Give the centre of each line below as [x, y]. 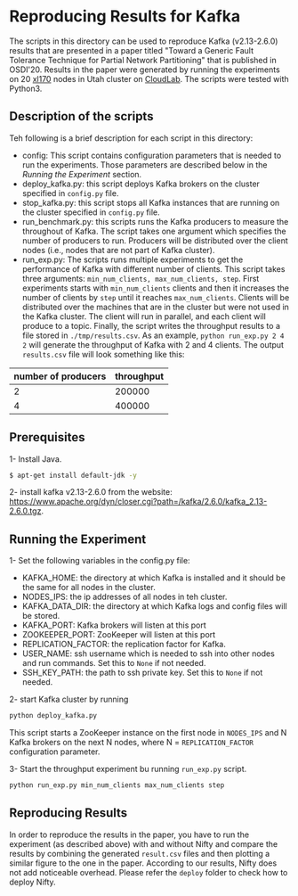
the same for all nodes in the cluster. [89, 588]
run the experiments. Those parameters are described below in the [145, 164]
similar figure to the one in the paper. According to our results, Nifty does [143, 863]
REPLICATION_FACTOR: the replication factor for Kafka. [124, 645]
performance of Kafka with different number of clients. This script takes [153, 268]
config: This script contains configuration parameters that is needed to [152, 155]
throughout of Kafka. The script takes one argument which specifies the [154, 231]
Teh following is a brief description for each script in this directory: [131, 138]
